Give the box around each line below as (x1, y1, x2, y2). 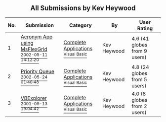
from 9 (131, 47, 147, 54)
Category (69, 22, 92, 29)
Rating (137, 25, 153, 32)
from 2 (131, 103, 147, 110)
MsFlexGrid (20, 46, 48, 53)
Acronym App (20, 33, 53, 40)
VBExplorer (20, 94, 47, 101)
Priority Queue (20, 68, 54, 75)
